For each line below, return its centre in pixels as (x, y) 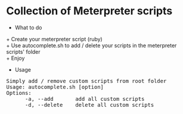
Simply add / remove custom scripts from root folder (86, 81)
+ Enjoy (15, 58)
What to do (28, 27)
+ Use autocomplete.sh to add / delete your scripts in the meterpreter (91, 45)
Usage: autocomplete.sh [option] (55, 87)
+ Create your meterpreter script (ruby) (54, 39)
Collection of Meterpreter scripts (89, 11)
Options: (19, 93)
